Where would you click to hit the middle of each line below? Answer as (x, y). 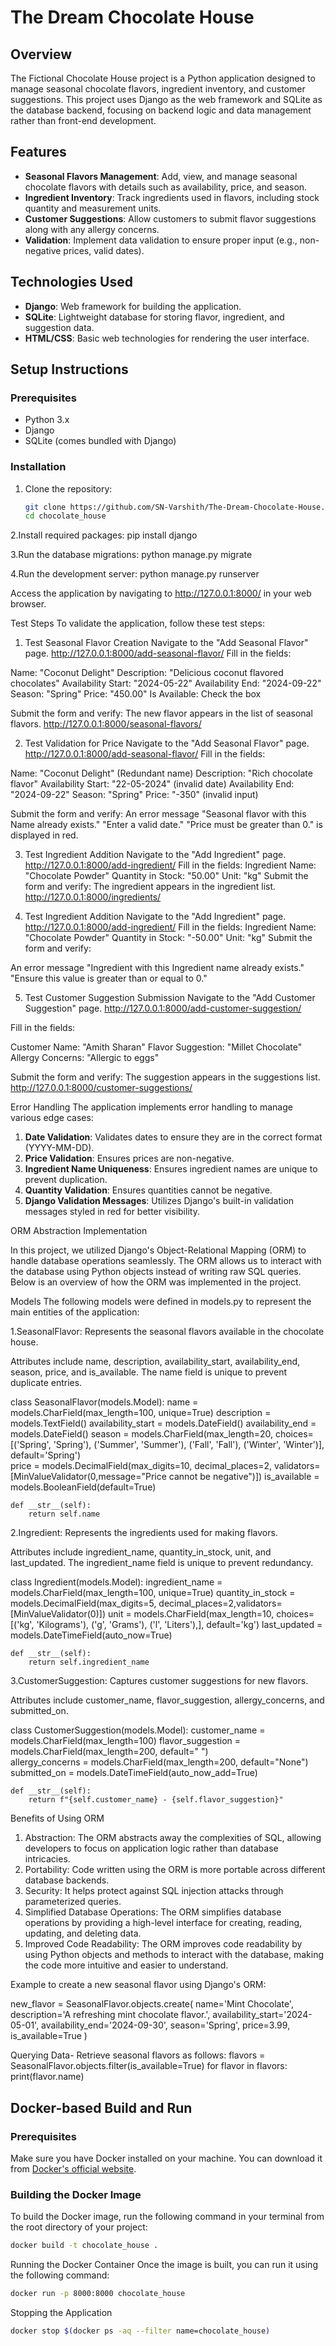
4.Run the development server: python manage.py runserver (135, 574)
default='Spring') (45, 1455)
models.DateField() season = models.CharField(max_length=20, (141, 1434)
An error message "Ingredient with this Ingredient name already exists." (157, 968)
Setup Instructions (69, 369)
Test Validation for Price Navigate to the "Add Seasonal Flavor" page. (167, 743)
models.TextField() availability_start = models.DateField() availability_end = (163, 1423)
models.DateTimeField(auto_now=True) (91, 1635)
